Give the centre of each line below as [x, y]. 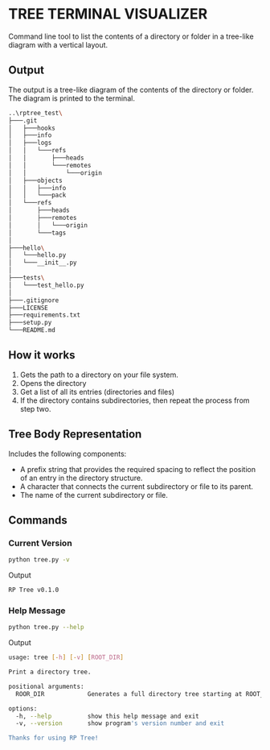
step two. [35, 408]
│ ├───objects [35, 180]
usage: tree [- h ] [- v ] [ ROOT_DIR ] [66, 657]
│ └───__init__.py [43, 263]
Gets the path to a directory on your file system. [99, 375]
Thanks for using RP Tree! [53, 738]
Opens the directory [53, 383]
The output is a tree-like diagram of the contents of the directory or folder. [131, 89]
